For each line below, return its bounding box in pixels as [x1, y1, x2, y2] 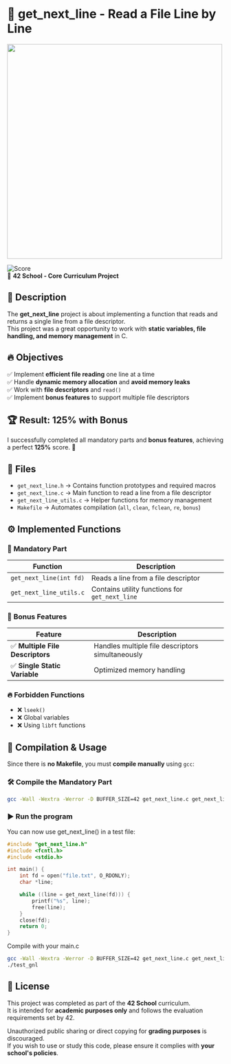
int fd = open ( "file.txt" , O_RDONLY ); [19, 872, 131, 879]
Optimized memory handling [93, 665, 186, 675]
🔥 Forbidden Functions [7, 690, 85, 700]
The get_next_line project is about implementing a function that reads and [7, 309, 218, 318]
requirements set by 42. [7, 1013, 75, 1021]
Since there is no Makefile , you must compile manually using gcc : [7, 760, 195, 768]
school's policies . [7, 1048, 58, 1057]
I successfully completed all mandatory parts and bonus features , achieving [7, 436, 224, 444]
